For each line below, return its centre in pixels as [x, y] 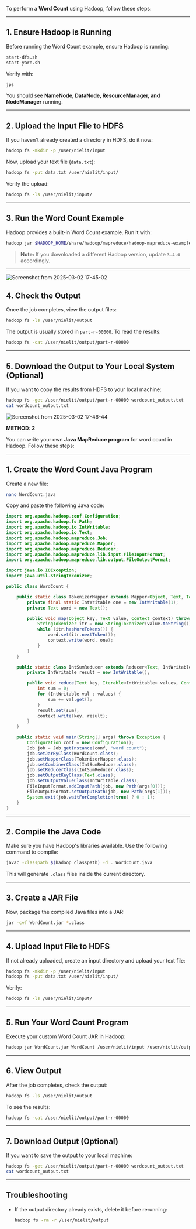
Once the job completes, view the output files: [61, 310]
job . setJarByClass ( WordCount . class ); [73, 754]
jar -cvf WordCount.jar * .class [45, 922]
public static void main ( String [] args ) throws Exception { [91, 737]
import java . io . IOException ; [41, 570]
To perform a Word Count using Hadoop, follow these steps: [79, 8]
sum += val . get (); [70, 699]
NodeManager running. [34, 102]
